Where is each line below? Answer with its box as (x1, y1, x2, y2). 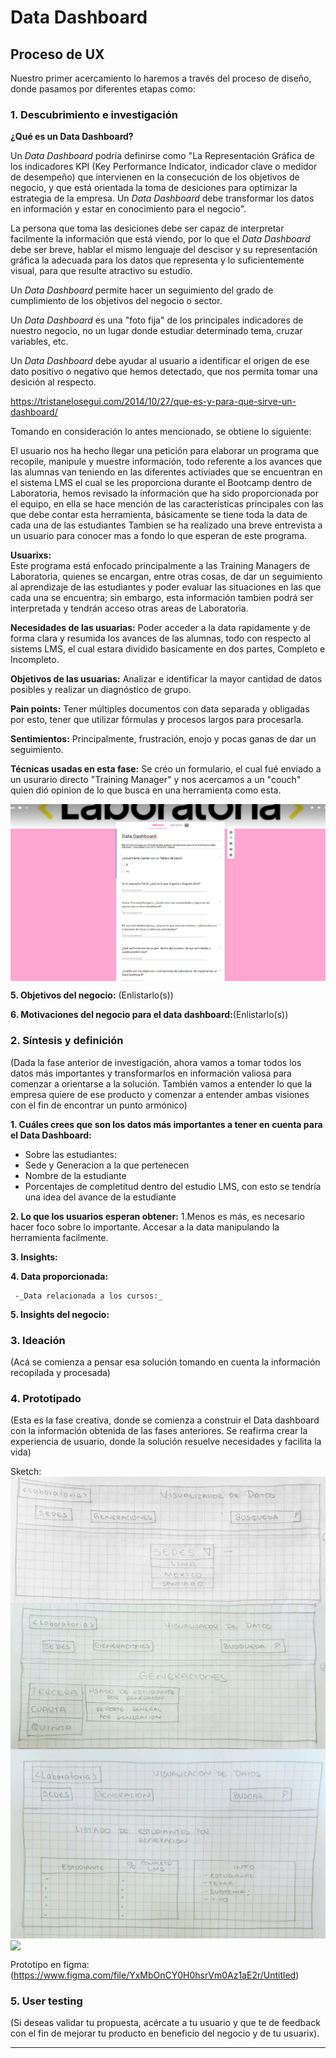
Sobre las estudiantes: (24, 1148, 117, 1160)
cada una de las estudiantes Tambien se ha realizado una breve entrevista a (10, 519, 323, 531)
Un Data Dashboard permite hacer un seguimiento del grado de (10, 284, 274, 296)
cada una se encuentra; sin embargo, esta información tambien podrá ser (10, 592, 314, 604)
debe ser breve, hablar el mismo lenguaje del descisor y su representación (10, 244, 318, 256)
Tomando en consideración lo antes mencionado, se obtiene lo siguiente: (10, 426, 312, 438)
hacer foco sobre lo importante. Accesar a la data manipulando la (10, 1221, 280, 1233)
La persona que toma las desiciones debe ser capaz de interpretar (10, 222, 285, 235)
